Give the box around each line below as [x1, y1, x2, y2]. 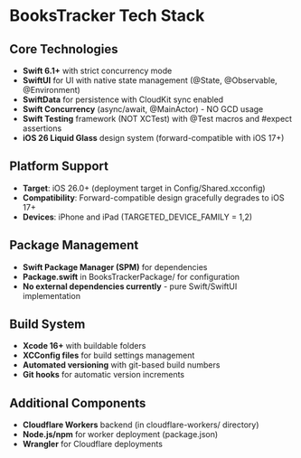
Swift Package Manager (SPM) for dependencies [22, 261, 208, 272]
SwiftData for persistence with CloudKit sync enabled [22, 94, 224, 105]
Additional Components [9, 395, 146, 411]
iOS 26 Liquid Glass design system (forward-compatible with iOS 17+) [22, 133, 285, 143]
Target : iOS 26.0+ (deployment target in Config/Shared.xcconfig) [22, 182, 266, 193]
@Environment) [22, 85, 81, 95]
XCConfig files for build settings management [22, 350, 195, 361]
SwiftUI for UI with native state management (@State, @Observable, [22, 75, 277, 86]
